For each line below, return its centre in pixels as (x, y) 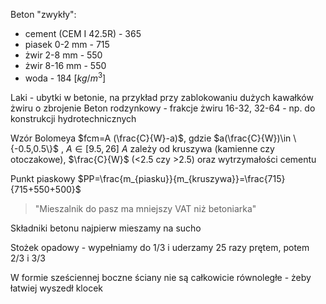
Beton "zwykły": (43, 14)
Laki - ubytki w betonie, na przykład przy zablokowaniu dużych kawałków (162, 97)
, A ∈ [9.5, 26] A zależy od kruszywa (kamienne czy (167, 148)
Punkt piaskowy (43, 178)
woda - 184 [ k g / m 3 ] (65, 77)
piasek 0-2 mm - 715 (67, 44)
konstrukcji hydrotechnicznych (73, 118)
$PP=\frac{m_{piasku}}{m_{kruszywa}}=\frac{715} (181, 178)
